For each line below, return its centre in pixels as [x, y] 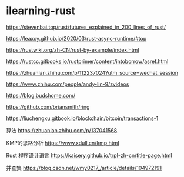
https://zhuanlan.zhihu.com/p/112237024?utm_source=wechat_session [92, 72]
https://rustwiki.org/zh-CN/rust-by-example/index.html [73, 50]
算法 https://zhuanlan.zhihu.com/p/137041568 [62, 130]
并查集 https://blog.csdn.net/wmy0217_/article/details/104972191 [84, 168]
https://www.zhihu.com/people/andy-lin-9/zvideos [68, 84]
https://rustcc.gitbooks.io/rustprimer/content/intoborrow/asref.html [87, 61]
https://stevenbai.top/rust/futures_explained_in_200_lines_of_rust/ [86, 27]
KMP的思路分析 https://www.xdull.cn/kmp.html [63, 143]
